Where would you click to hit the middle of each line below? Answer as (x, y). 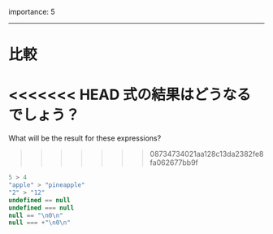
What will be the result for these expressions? (85, 138)
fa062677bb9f (174, 162)
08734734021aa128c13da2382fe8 (207, 154)
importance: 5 (32, 12)
